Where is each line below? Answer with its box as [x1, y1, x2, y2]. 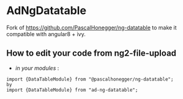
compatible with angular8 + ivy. [6, 30, 86, 37]
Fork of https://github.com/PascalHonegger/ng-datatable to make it [6, 24, 177, 31]
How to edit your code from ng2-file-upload [6, 48, 176, 59]
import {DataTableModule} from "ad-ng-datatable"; [6, 87, 138, 93]
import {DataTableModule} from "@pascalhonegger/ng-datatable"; [6, 76, 174, 82]
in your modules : [15, 64, 59, 71]
